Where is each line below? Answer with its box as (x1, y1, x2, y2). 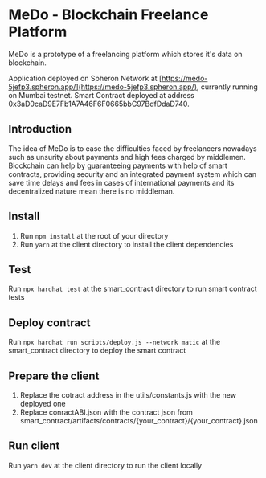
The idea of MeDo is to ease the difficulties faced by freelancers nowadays (8, 143, 257, 153)
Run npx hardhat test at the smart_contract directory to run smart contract (8, 284, 257, 294)
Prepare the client (8, 369, 100, 382)
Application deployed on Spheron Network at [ (8, 73, 162, 83)
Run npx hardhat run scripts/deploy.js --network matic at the (8, 337, 221, 347)
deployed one (19, 399, 66, 408)
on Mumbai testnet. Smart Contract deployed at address (8, 90, 194, 100)
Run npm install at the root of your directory (19, 231, 169, 240)
